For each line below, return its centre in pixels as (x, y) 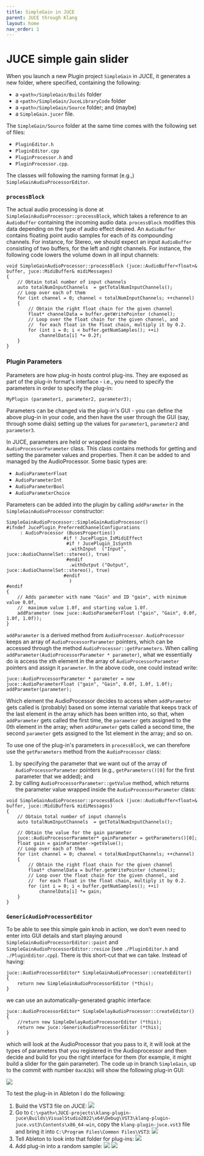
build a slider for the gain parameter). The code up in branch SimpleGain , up (101, 1064)
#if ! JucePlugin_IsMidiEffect (103, 538)
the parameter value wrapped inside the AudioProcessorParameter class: (105, 789)
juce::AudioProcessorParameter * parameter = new (71, 679)
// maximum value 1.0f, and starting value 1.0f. (83, 608)
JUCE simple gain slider (68, 59)
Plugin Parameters (34, 362)
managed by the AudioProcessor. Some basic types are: (77, 461)
